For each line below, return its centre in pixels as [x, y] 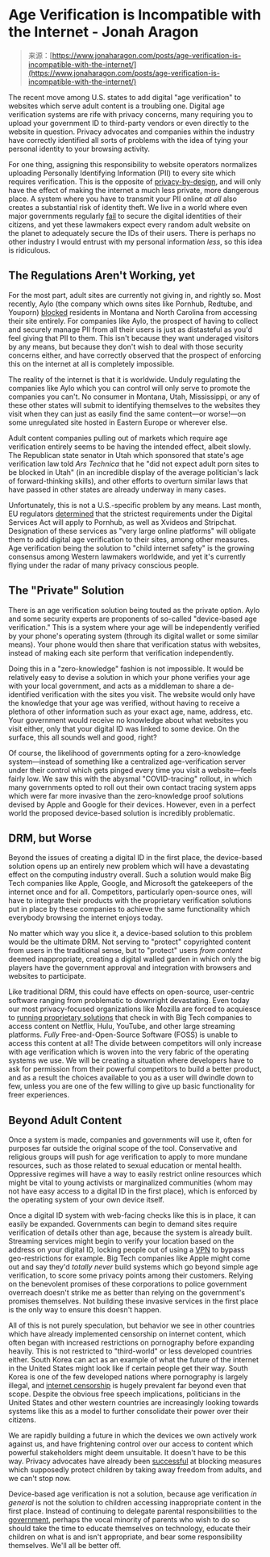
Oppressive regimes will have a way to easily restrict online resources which [135, 1174]
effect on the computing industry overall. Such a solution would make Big [130, 875]
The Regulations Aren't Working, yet [102, 276]
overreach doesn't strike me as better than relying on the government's [127, 1293]
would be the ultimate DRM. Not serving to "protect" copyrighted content [130, 942]
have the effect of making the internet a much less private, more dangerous [134, 190]
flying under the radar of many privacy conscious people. [104, 565]
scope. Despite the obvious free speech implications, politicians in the [125, 1394]
